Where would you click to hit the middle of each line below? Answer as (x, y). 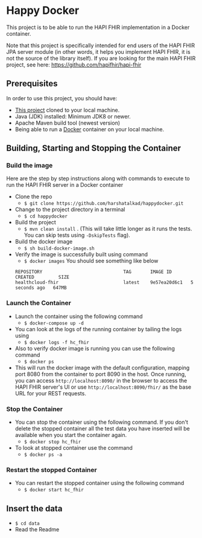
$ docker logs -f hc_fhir (56, 342)
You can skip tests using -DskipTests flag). (77, 235)
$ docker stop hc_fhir (52, 442)
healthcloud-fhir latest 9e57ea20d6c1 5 (104, 283)
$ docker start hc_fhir (54, 490)
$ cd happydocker (46, 216)
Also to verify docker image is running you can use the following (95, 348)
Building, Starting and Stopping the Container (94, 148)
